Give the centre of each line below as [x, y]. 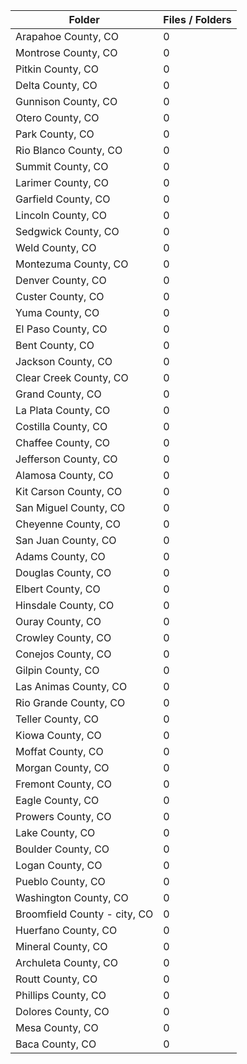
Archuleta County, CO [66, 962]
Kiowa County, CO [58, 735]
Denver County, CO [61, 280]
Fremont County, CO [63, 784]
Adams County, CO [60, 556]
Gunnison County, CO [66, 101]
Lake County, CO [55, 832]
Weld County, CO [56, 247]
